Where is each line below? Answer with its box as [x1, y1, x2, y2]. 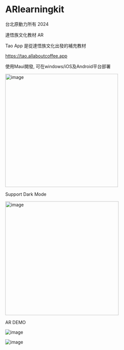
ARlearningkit [5, 4, 64, 15]
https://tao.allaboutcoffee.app [5, 52, 67, 59]
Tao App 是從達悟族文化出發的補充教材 [5, 42, 86, 49]
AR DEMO [5, 319, 26, 325]
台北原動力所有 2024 [5, 21, 49, 27]
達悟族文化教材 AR [5, 32, 44, 38]
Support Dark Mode [5, 191, 47, 197]
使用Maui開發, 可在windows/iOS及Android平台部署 [5, 63, 111, 69]
